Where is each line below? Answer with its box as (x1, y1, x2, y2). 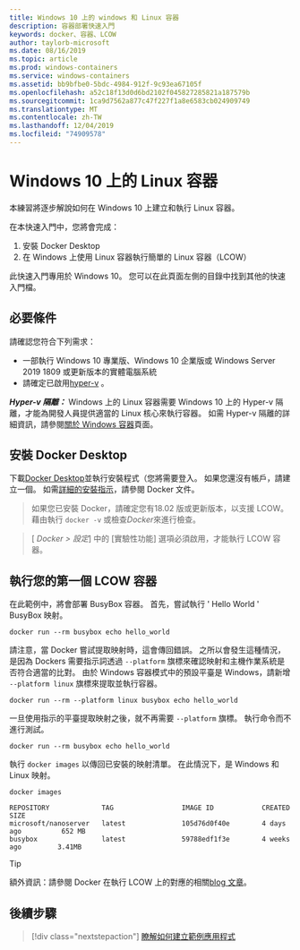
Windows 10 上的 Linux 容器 (9, 171, 218, 192)
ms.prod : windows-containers (9, 64, 118, 73)
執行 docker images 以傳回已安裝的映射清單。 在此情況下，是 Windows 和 (9, 758, 279, 770)
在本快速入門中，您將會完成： (9, 221, 119, 232)
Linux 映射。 (9, 770, 56, 781)
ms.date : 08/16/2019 (9, 47, 87, 56)
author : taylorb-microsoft (9, 38, 110, 47)
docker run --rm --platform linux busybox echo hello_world (9, 696, 239, 706)
